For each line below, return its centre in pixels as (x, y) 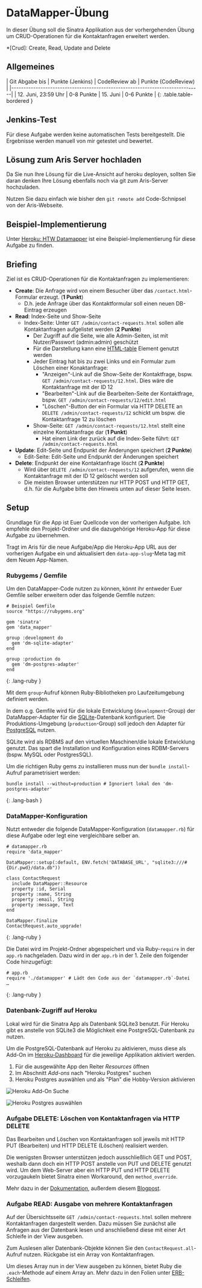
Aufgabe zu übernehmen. (38, 535)
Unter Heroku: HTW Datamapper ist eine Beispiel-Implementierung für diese (101, 239)
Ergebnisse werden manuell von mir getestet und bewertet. (80, 141)
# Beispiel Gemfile (31, 606)
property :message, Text (43, 905)
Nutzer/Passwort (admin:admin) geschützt (86, 342)
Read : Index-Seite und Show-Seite (58, 316)
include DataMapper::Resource (49, 884)
